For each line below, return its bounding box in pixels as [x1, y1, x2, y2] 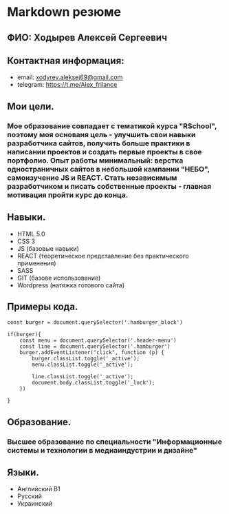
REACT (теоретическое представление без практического [17, 251, 189, 260]
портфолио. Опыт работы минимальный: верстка [7, 156, 184, 165]
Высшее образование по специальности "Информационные [7, 437, 222, 446]
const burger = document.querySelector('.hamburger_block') [7, 319, 184, 326]
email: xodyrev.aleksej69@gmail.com [17, 73, 123, 81]
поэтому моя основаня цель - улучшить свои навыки [7, 130, 196, 139]
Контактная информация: [7, 54, 125, 66]
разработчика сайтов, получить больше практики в [7, 138, 190, 148]
